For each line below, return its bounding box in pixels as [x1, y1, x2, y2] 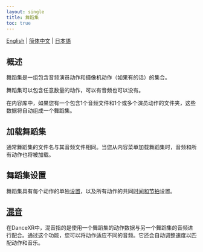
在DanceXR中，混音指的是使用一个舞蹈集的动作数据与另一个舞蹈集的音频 [6, 224, 188, 231]
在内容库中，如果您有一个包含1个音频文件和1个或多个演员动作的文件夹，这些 [6, 99, 196, 107]
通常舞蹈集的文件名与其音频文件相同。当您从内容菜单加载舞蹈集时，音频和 [6, 143, 192, 151]
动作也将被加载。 [11, 151, 54, 158]
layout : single [6, 8, 45, 15]
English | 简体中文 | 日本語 [6, 37, 71, 45]
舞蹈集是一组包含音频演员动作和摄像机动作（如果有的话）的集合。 [6, 74, 170, 81]
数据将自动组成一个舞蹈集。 [6, 107, 76, 115]
